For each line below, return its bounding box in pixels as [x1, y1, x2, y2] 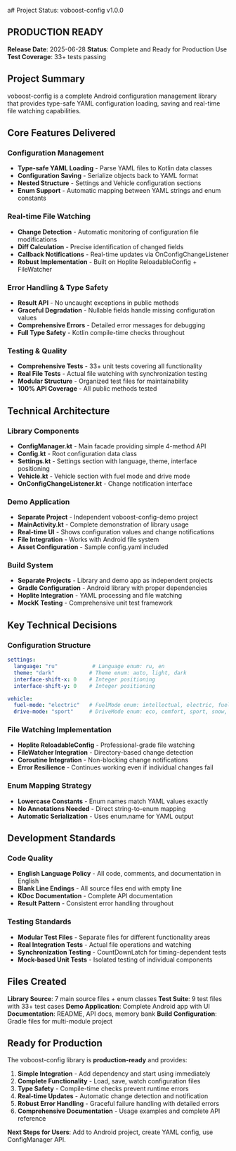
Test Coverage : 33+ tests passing [7, 52, 107, 61]
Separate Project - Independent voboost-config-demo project [17, 513, 199, 522]
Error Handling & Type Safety [7, 282, 109, 292]
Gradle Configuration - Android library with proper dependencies [17, 584, 208, 592]
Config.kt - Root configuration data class [17, 449, 137, 458]
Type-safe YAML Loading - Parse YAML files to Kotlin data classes [17, 164, 213, 172]
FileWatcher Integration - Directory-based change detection [17, 748, 194, 757]
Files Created [7, 976, 67, 988]
